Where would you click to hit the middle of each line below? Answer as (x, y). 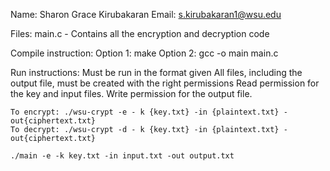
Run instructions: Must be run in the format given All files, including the (156, 72)
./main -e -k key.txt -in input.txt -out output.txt (122, 156)
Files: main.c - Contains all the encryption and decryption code (140, 33)
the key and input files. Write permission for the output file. (131, 93)
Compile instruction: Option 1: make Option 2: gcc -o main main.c (144, 53)
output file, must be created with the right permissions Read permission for (165, 83)
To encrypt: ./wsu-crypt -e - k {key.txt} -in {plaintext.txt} (145, 112)
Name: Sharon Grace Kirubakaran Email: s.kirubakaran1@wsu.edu (146, 14)
